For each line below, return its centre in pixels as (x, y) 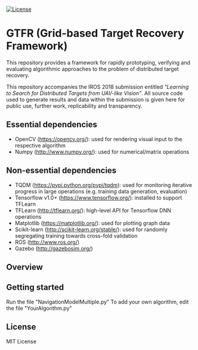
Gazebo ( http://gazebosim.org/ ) (54, 248)
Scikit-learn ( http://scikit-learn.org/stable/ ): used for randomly (91, 229)
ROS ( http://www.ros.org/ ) (47, 242)
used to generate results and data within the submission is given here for (96, 99)
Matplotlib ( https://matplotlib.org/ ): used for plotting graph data (92, 223)
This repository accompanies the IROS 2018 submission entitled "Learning (98, 87)
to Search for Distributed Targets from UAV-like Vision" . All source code (95, 93)
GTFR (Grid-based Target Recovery (95, 33)
